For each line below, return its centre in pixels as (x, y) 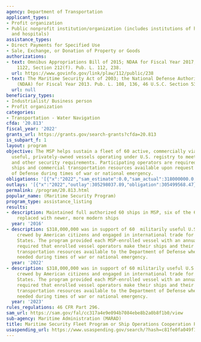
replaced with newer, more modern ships (68, 218)
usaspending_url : (28, 330)
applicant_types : (28, 17)
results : (17, 207)
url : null (24, 90)
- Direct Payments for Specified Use (53, 46)
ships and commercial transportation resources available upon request (103, 168)
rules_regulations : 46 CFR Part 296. (53, 307)
